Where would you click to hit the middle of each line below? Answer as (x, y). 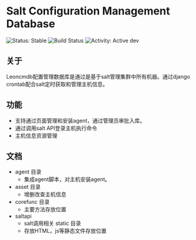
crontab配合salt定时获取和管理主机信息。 (57, 84)
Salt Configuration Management (88, 11)
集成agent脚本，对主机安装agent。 (67, 179)
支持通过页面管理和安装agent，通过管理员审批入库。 (80, 120)
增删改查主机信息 (45, 194)
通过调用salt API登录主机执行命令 (56, 128)
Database (31, 24)
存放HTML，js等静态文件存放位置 (65, 231)
